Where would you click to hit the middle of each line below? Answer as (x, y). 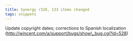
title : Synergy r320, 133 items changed (47, 10)
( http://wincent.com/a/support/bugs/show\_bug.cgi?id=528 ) (67, 33)
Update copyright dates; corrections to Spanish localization (66, 28)
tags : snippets (21, 14)
